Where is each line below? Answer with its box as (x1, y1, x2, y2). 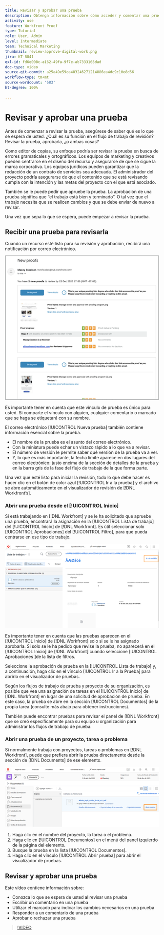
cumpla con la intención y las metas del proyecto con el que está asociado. (5, 179, 156, 185)
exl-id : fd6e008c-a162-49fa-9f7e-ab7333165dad (5, 59, 102, 64)
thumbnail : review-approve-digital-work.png (5, 49, 97, 54)
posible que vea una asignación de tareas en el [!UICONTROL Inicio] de (5, 688, 149, 694)
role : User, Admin (5, 34, 42, 39)
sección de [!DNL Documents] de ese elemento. (5, 757, 102, 763)
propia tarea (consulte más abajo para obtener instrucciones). (5, 703, 130, 709)
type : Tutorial (5, 28, 36, 34)
